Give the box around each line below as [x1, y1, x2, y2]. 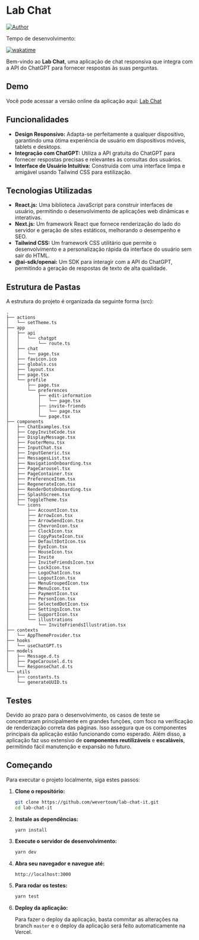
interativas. [14, 214, 43, 221]
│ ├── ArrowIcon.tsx [6, 513, 73, 519]
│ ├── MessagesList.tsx [6, 455, 70, 462]
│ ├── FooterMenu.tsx [6, 440, 65, 446]
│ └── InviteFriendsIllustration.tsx [6, 622, 127, 628]
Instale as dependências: [14, 816, 78, 823]
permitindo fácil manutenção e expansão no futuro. [6, 743, 132, 750]
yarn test [14, 894, 40, 899]
